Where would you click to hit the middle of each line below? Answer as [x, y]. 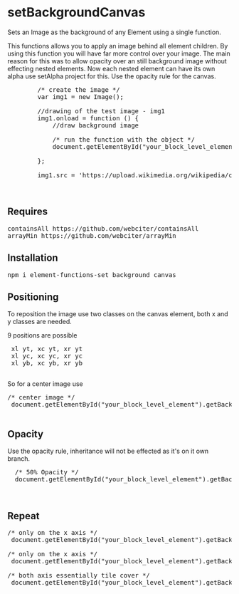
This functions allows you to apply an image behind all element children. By [118, 46]
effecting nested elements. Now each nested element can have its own [111, 68]
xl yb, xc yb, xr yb [47, 363]
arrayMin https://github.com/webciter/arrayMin [92, 235]
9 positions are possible [42, 335]
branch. [19, 459]
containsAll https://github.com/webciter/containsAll [103, 228]
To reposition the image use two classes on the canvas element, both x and [118, 314]
